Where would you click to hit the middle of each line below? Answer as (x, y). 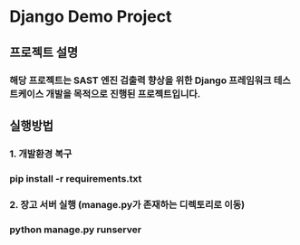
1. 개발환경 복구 (41, 154)
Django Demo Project (91, 17)
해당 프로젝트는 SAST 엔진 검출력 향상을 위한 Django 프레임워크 (140, 80)
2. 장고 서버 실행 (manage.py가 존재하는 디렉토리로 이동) (127, 204)
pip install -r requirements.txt (76, 178)
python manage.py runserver (76, 230)
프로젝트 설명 (44, 52)
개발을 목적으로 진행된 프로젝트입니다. (123, 94)
